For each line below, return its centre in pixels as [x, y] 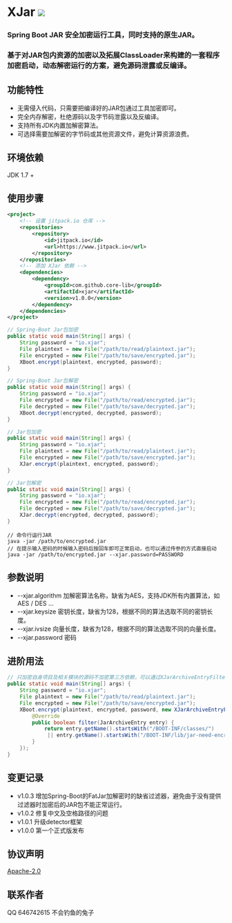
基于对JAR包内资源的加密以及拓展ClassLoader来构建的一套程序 [114, 55]
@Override [46, 716]
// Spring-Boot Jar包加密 [43, 330]
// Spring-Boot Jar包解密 [43, 381]
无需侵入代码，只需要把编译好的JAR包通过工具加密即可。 [99, 108]
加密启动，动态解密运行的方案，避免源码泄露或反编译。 [99, 66]
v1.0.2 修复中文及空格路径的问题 [63, 813]
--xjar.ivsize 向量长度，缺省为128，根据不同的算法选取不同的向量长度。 [118, 629]
